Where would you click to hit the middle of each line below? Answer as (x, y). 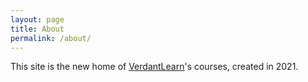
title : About (37, 29)
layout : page (37, 19)
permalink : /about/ (51, 38)
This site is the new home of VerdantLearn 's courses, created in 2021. (154, 67)
